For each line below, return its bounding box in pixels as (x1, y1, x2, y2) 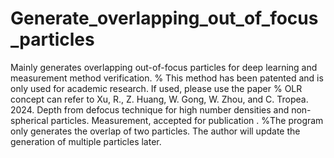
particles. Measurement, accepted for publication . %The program (50, 114, 324, 126)
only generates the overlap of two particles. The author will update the (10, 125, 301, 137)
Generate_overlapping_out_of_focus (10, 7, 319, 30)
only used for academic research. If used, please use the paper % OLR (10, 82, 303, 94)
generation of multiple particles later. (10, 135, 162, 147)
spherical (10, 114, 49, 126)
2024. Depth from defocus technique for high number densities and (10, 103, 290, 116)
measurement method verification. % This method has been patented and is (10, 72, 324, 84)
